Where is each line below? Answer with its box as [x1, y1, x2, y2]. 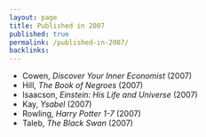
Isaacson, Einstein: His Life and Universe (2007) [21, 90, 198, 101]
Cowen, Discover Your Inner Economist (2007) [21, 70, 193, 81]
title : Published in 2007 [9, 21, 105, 30]
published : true [9, 29, 69, 38]
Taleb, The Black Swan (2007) [21, 117, 133, 129]
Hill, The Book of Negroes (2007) [21, 80, 144, 91]
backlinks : [9, 46, 50, 55]
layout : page [9, 12, 58, 22]
